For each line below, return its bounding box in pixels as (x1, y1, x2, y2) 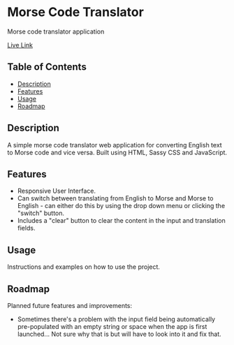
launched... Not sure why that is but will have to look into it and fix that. (17, 330, 221, 338)
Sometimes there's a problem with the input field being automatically (17, 315, 215, 323)
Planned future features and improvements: (7, 302, 133, 309)
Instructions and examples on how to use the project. (7, 263, 161, 271)
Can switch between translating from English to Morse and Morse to (17, 194, 214, 203)
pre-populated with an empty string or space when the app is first (17, 323, 207, 330)
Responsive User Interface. (17, 186, 96, 196)
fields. (17, 224, 36, 233)
